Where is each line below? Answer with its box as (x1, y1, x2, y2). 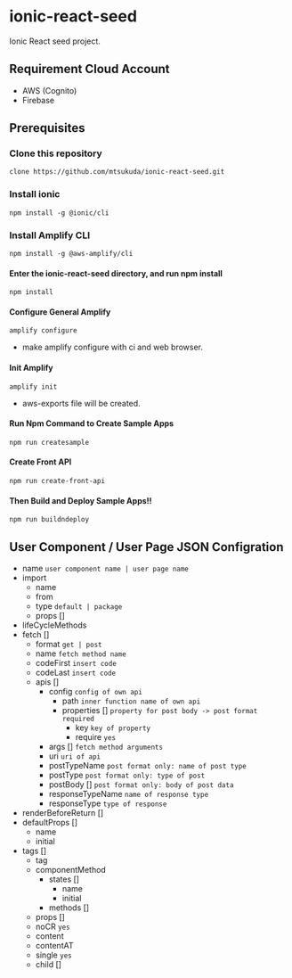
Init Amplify (9, 363, 53, 374)
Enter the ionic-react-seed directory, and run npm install (9, 267, 223, 278)
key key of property (75, 722, 151, 733)
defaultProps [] (21, 818, 78, 828)
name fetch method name (35, 648, 126, 659)
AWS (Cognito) (21, 85, 77, 95)
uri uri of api (48, 751, 101, 761)
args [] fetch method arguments (48, 742, 163, 752)
